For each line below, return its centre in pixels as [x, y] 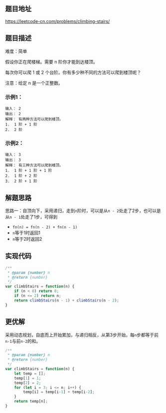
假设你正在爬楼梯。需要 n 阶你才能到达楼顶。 [52, 62]
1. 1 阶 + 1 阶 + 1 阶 [29, 171]
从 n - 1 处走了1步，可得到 [31, 217]
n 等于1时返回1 [26, 233]
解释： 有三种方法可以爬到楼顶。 [34, 165]
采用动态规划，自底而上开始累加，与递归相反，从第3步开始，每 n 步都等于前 [82, 335]
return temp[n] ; [31, 402]
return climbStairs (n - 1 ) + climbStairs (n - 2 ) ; [67, 300]
